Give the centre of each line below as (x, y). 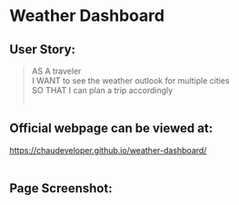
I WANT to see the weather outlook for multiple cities (130, 81)
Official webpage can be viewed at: (111, 128)
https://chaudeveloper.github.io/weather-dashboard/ (108, 150)
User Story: (42, 49)
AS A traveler (56, 71)
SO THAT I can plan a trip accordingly (102, 90)
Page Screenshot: (61, 188)
